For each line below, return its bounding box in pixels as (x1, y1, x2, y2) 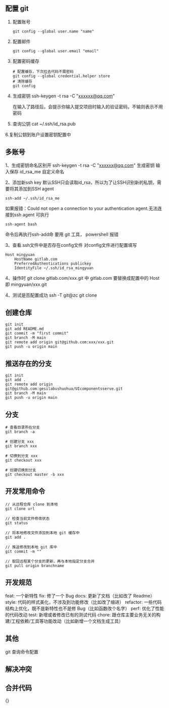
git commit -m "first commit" (5, 331, 69, 336)
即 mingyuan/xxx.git (5, 281, 47, 287)
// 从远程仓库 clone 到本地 (5, 502, 58, 507)
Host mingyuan (5, 252, 35, 257)
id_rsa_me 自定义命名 (19, 168, 65, 174)
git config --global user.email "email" (12, 48, 99, 54)
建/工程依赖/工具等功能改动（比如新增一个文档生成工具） (5, 618, 124, 624)
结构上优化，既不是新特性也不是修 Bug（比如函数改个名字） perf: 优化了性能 (5, 605, 164, 611)
